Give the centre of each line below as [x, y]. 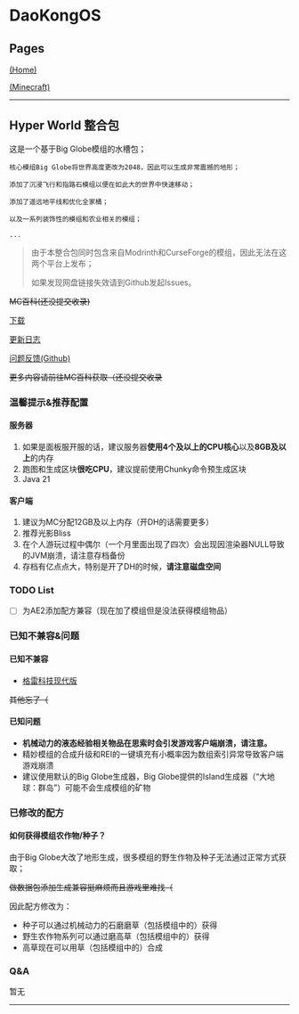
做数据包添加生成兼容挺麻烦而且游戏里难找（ [91, 887]
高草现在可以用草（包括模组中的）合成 [92, 947]
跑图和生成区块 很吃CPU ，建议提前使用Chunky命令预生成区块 [134, 469]
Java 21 [36, 478]
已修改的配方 [37, 813]
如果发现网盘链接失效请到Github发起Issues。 [113, 282]
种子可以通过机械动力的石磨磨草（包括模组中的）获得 [120, 925]
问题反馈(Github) [40, 358]
